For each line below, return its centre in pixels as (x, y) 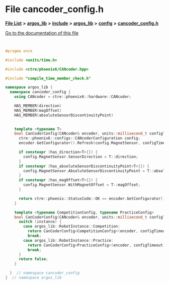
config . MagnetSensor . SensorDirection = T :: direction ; (81, 157)
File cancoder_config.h (55, 9)
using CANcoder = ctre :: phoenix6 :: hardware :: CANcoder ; (73, 97)
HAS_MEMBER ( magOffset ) (38, 110)
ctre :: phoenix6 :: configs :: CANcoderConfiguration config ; (79, 138)
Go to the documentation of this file (42, 33)
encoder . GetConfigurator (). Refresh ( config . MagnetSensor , (79, 143)
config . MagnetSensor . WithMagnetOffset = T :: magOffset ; (82, 185)
